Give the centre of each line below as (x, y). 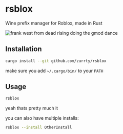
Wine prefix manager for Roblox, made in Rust (54, 23)
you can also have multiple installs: (42, 118)
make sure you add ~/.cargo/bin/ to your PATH (54, 71)
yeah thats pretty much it (32, 108)
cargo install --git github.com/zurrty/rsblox (56, 61)
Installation (24, 49)
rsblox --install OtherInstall (39, 128)
